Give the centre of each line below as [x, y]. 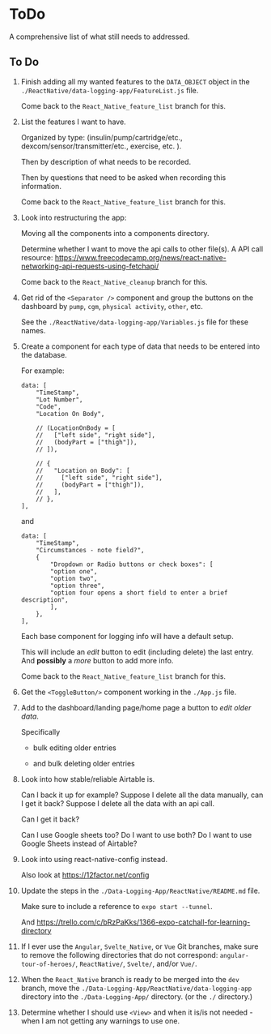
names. [33, 330]
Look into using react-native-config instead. [94, 859]
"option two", [74, 578]
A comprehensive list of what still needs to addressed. [100, 36]
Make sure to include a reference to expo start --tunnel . [116, 906]
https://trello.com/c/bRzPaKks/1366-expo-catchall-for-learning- [144, 922]
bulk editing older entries [74, 748]
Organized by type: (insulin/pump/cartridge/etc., [102, 137]
